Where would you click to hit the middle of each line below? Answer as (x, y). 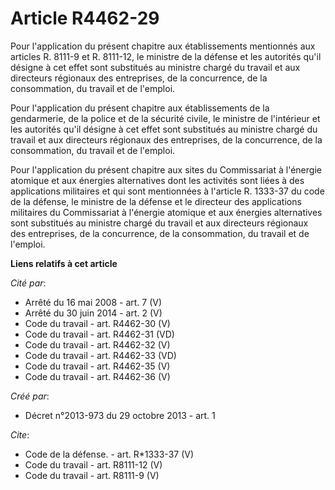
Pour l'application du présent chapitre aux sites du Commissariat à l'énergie (166, 169)
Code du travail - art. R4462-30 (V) (97, 323)
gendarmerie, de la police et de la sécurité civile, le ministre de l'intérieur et (165, 118)
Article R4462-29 (85, 18)
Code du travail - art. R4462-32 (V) (97, 344)
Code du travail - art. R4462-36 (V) (97, 376)
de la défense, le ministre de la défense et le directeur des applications (156, 201)
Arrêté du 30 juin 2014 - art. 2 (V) (93, 313)
